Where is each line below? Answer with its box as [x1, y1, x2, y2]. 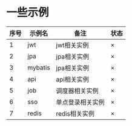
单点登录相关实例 [56, 98, 105, 107]
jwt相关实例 [56, 41, 89, 49]
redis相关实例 [56, 109, 95, 117]
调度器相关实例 [56, 86, 99, 95]
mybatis [27, 63, 50, 72]
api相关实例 [56, 75, 90, 83]
